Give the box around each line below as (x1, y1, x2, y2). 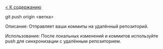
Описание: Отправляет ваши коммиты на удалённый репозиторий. (5, 23, 148, 29)
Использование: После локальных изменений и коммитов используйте (5, 33, 158, 39)
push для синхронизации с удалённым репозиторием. (5, 38, 121, 44)
